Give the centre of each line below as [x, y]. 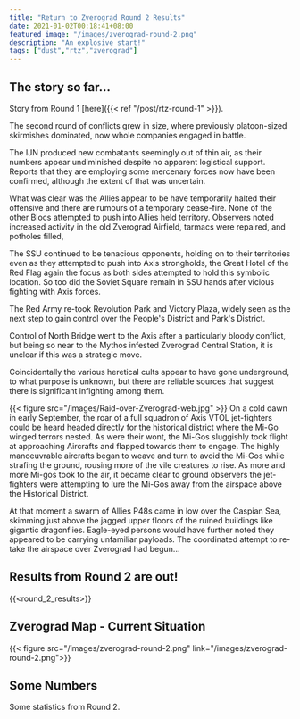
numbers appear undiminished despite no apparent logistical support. [137, 162]
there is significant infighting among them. [87, 390]
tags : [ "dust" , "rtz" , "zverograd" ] [74, 51]
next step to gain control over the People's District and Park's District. [137, 318]
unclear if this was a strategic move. [76, 355]
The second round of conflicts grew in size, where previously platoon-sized [148, 125]
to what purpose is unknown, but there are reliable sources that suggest [142, 381]
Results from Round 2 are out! [94, 577]
